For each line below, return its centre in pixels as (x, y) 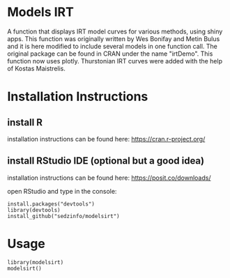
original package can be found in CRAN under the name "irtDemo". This (110, 54)
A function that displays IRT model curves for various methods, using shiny (115, 31)
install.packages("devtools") (51, 204)
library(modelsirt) (36, 262)
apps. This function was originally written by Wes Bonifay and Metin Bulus (114, 38)
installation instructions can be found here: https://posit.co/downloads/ (109, 178)
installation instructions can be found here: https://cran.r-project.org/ (106, 139)
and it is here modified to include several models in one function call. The (112, 46)
